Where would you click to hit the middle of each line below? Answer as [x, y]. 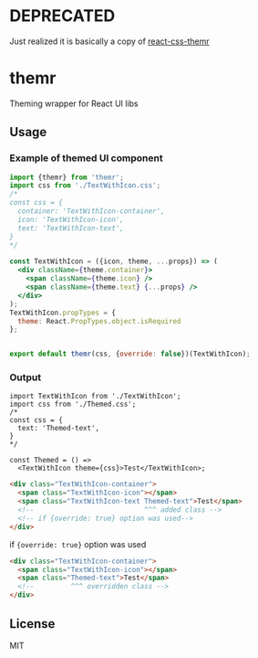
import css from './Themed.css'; [73, 404]
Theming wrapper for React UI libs [74, 103]
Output [26, 377]
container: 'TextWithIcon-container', [92, 211]
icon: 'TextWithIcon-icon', [71, 219]
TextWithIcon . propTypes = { [63, 313]
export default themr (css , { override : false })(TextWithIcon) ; [130, 354]
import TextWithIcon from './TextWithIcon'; [95, 397]
